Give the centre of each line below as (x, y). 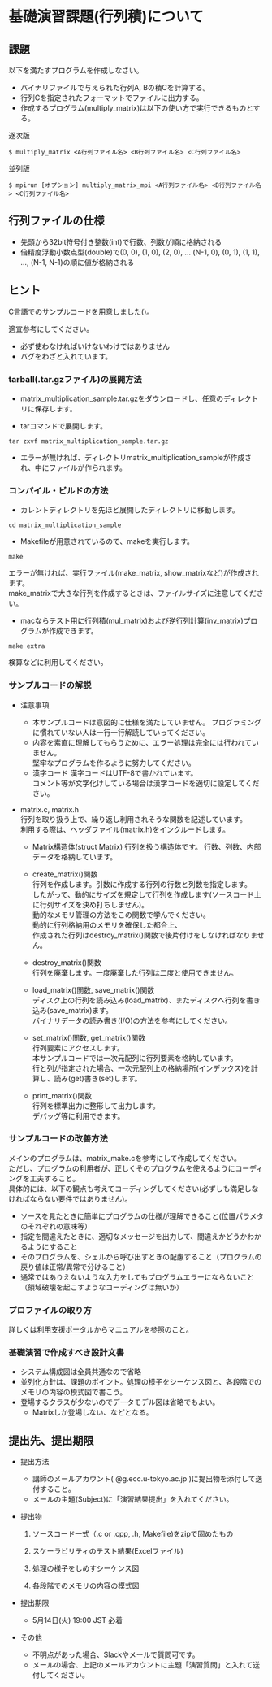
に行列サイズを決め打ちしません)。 (90, 904)
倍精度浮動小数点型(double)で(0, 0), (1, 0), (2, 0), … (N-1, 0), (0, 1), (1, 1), (140, 252)
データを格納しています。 (75, 857)
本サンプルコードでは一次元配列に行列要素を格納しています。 (135, 1058)
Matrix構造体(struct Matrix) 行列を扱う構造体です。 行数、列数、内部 (147, 846)
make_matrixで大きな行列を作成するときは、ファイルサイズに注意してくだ (133, 593)
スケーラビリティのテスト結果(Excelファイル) (108, 1551)
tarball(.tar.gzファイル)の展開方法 (75, 379)
